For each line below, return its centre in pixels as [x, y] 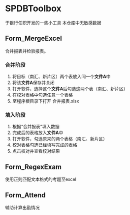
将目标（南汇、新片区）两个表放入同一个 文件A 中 [61, 77]
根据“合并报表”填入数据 [36, 127]
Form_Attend [25, 195]
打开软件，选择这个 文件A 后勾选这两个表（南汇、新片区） [70, 89]
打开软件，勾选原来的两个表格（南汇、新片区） [60, 139]
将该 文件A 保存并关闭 [33, 83]
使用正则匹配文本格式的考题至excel [41, 179]
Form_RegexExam [33, 167]
